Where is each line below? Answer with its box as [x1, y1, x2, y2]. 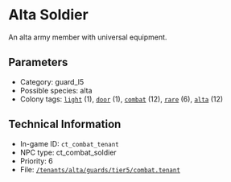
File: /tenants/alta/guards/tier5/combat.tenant [19, 164, 181, 174]
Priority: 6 [19, 155, 54, 166]
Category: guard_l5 [19, 77, 85, 86]
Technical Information [8, 118, 122, 131]
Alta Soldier [8, 6, 89, 24]
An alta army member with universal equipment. [8, 32, 167, 42]
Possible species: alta [19, 85, 93, 95]
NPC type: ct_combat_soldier [19, 147, 117, 157]
